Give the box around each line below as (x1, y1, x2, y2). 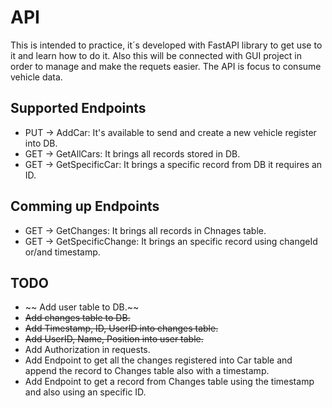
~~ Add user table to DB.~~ (24, 301, 140, 313)
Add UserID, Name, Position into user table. (24, 333, 204, 345)
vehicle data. (10, 71, 63, 83)
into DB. (24, 137, 58, 149)
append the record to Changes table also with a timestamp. (24, 365, 270, 377)
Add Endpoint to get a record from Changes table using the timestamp (24, 376, 315, 388)
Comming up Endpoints (10, 198, 160, 215)
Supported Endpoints (10, 100, 147, 117)
